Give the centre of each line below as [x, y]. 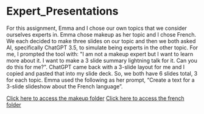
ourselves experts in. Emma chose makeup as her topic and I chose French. [101, 34]
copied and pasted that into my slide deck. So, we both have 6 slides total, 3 [102, 73]
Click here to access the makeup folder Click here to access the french [95, 98]
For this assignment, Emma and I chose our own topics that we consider [97, 28]
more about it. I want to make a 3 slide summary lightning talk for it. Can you [102, 60]
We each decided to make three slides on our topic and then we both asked [101, 41]
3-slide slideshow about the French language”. [65, 86]
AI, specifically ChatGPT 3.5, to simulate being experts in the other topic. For [102, 48]
